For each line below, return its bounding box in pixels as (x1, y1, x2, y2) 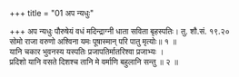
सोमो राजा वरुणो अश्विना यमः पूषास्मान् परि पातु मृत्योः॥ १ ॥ (9, 36, 177, 46)
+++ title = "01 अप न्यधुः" (9, 8, 95, 18)
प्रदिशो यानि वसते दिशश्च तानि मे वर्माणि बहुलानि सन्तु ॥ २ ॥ (9, 56, 179, 67)
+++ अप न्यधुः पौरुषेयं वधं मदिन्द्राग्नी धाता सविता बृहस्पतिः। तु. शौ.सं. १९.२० (9, 26, 230, 36)
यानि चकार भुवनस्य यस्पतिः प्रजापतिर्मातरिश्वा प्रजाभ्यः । (9, 46, 164, 57)
